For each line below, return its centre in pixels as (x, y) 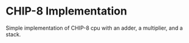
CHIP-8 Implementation (67, 11)
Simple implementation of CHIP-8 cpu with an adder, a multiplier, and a (94, 28)
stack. (13, 34)
